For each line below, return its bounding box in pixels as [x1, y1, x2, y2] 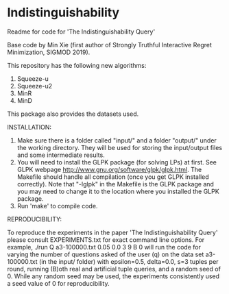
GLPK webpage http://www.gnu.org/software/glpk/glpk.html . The [16, 165, 202, 173]
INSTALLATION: [7, 123, 52, 131]
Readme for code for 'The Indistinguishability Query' [7, 27, 156, 36]
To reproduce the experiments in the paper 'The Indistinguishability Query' [7, 228, 218, 236]
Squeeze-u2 [16, 82, 53, 90]
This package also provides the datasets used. [7, 110, 139, 118]
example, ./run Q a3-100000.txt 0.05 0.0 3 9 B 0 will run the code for [7, 243, 201, 251]
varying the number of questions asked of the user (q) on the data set [7, 250, 204, 258]
